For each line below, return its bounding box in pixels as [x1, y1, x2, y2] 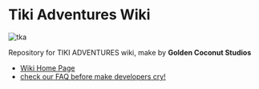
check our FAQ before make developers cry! [19, 71, 166, 81]
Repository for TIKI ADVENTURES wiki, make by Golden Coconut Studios [8, 47, 252, 57]
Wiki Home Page [19, 63, 75, 73]
